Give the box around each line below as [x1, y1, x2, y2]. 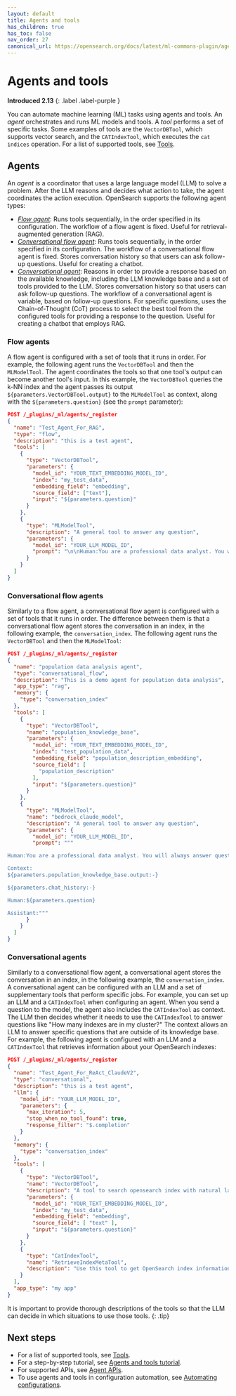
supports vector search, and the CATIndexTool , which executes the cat [7, 132, 211, 140]
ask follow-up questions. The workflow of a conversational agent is [17, 289, 213, 298]
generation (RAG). [52, 230, 105, 238]
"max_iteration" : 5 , [25, 1109, 86, 1116]
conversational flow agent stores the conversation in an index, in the [7, 622, 205, 631]
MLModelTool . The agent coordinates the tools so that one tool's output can [7, 368, 223, 376]
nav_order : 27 [7, 37, 49, 44]
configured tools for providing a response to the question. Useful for [17, 312, 216, 320]
